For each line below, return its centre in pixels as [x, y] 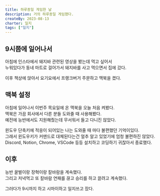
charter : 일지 [18, 23]
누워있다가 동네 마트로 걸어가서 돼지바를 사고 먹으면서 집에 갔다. [66, 67]
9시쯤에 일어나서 [29, 49]
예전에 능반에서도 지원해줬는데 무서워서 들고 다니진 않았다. [61, 120]
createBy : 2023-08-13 [27, 19]
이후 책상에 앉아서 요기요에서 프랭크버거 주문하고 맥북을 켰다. [63, 78]
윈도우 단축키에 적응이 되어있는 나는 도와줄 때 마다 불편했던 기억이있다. [72, 130]
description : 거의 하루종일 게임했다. [39, 14]
